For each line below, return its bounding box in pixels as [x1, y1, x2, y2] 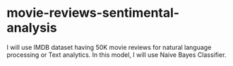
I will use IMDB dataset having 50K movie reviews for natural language [6, 43, 212, 51]
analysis [6, 20, 57, 36]
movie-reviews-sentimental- [6, 5, 180, 21]
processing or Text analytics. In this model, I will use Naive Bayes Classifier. [6, 51, 227, 59]
